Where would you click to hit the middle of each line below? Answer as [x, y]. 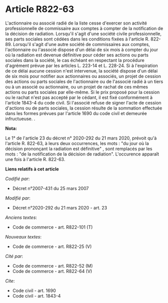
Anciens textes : [21, 217]
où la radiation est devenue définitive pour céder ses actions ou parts [77, 55]
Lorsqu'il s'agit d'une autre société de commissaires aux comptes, [81, 44]
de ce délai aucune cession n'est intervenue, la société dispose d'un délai [81, 70]
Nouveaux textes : [23, 236]
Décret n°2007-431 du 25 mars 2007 [51, 188]
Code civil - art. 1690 [34, 290]
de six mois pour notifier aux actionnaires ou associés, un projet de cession [83, 76]
